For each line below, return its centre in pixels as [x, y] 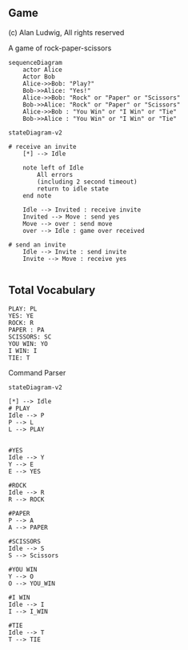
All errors [55, 175]
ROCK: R [21, 323]
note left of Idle [53, 167]
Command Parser [37, 372]
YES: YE [21, 315]
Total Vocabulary [52, 290]
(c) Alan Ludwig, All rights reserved [66, 32]
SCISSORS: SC [30, 337]
